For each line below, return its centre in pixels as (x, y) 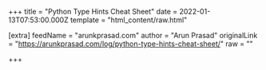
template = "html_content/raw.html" (129, 20)
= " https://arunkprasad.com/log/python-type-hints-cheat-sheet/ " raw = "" (131, 44)
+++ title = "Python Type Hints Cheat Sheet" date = (93, 12)
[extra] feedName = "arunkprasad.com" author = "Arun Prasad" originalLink (133, 35)
